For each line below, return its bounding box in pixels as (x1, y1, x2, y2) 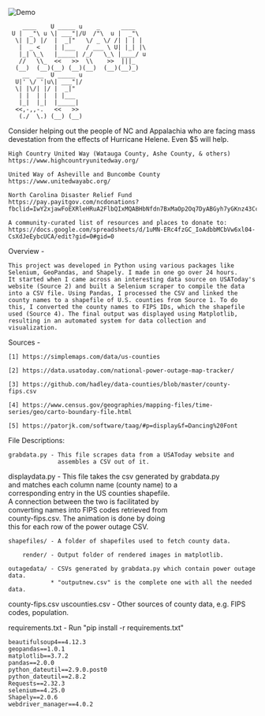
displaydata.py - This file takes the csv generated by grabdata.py (8, 472, 220, 481)
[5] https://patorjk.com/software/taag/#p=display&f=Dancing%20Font (8, 422, 238, 430)
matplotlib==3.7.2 (8, 652, 69, 660)
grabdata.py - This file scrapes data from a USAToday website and (8, 451, 235, 459)
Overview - (8, 247, 45, 255)
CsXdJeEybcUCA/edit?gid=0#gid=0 (8, 233, 114, 241)
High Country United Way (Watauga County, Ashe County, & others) (8, 150, 231, 158)
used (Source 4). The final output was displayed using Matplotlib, (8, 310, 238, 318)
